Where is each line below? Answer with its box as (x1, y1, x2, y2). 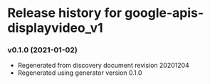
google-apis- (124, 5, 204, 21)
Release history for (7, 5, 122, 21)
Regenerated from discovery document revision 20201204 (17, 61, 190, 70)
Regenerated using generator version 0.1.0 (17, 68, 142, 77)
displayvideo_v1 (7, 20, 103, 36)
